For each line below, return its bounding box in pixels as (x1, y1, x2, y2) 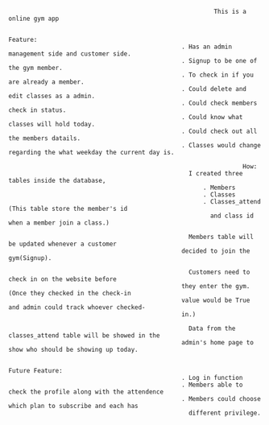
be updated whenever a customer (8, 240, 117, 248)
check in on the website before (8, 275, 117, 283)
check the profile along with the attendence (8, 388, 163, 396)
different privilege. (188, 409, 262, 417)
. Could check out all (180, 127, 258, 135)
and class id (209, 212, 254, 220)
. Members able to (180, 381, 243, 389)
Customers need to (188, 268, 250, 276)
